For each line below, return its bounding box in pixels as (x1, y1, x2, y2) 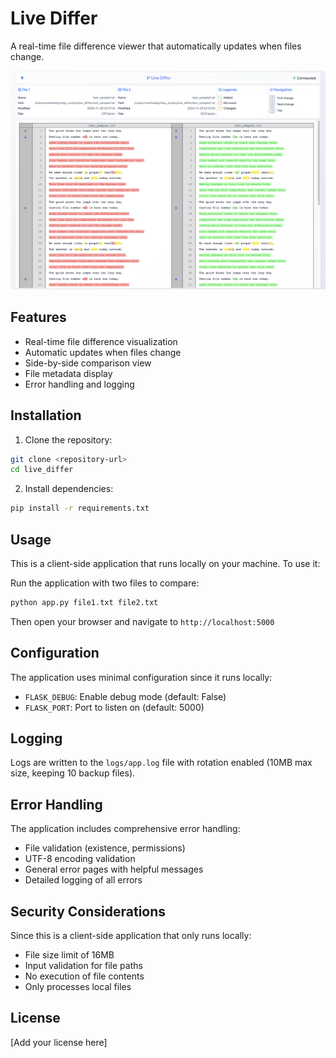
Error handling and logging (24, 378, 135, 390)
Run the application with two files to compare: (10, 577, 200, 589)
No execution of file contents (24, 970, 145, 982)
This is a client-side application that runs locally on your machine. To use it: (10, 557, 321, 569)
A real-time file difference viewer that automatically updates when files (10, 40, 302, 52)
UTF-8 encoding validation (24, 853, 136, 865)
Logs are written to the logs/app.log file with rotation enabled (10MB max (10, 757, 313, 769)
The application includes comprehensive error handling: (10, 823, 241, 835)
